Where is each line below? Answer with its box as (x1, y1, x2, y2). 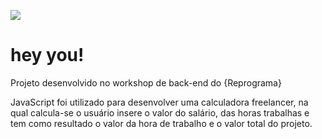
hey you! (10, 44, 85, 67)
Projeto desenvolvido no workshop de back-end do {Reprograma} (10, 76, 282, 89)
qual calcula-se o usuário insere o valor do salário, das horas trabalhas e (10, 106, 310, 119)
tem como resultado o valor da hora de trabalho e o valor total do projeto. (10, 117, 313, 129)
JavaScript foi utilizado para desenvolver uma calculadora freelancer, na (10, 96, 309, 108)
